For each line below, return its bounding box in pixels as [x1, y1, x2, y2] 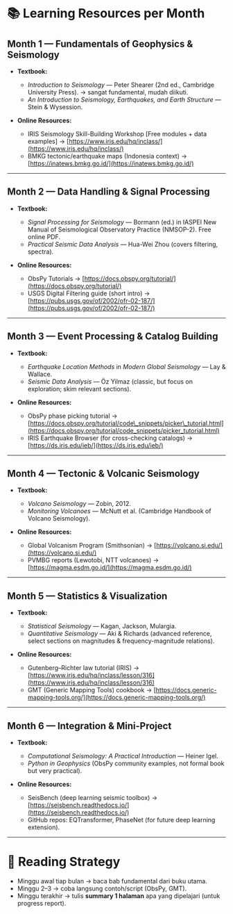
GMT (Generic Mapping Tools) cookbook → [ [27, 686, 156, 694]
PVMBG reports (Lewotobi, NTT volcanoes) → [27, 556, 159, 564]
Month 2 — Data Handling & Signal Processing [7, 186, 210, 198]
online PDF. [27, 232, 61, 240]
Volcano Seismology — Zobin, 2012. [27, 500, 132, 508]
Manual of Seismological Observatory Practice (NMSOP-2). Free [27, 225, 212, 234]
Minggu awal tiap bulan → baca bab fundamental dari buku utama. [17, 877, 208, 885]
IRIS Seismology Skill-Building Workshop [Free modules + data [27, 130, 207, 138]
